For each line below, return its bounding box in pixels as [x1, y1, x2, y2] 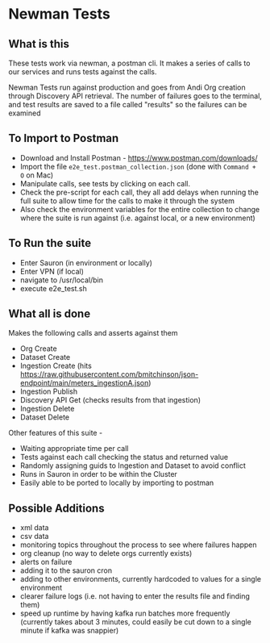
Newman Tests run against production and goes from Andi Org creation [8, 82, 246, 92]
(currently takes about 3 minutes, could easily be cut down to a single [19, 617, 251, 627]
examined [8, 108, 42, 118]
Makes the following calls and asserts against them [8, 328, 179, 338]
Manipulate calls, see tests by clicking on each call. [19, 178, 191, 188]
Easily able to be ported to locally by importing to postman [19, 478, 214, 488]
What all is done [8, 307, 91, 321]
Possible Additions [8, 501, 105, 515]
